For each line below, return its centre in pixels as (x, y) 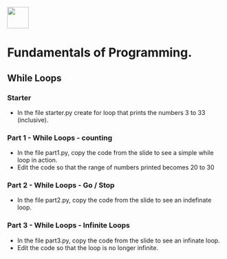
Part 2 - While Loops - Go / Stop (61, 185)
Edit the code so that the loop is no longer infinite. (88, 247)
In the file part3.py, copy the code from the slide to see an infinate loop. (118, 240)
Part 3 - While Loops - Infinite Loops (69, 225)
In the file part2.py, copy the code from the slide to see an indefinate (114, 200)
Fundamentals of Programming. (100, 53)
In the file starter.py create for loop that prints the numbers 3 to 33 (111, 112)
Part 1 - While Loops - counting (60, 138)
